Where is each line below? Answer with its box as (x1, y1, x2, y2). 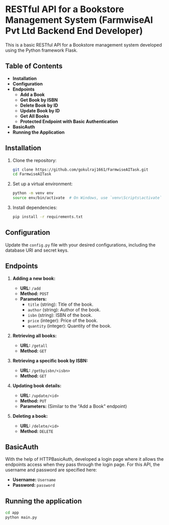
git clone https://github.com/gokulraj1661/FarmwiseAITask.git (12, 167, 149, 172)
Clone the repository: (12, 157, 57, 163)
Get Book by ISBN (20, 97, 58, 103)
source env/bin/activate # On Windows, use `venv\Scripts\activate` (12, 195, 162, 200)
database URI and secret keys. (5, 247, 69, 253)
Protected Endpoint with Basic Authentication (20, 118, 119, 125)
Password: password (12, 482, 55, 488)
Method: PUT (20, 397, 47, 403)
